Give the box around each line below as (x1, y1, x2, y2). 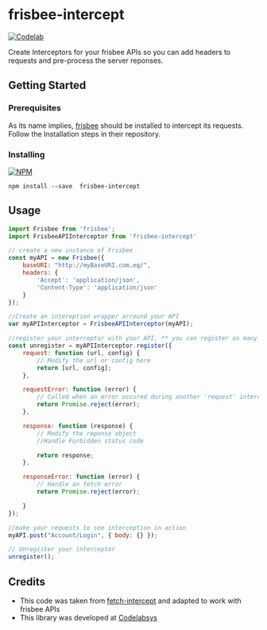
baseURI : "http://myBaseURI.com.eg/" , (22, 261, 151, 269)
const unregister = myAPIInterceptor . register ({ (8, 342, 172, 350)
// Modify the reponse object (37, 429, 137, 438)
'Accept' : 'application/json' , (37, 276, 141, 284)
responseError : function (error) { (22, 473, 141, 481)
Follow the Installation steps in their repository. (8, 129, 161, 138)
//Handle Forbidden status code (37, 437, 145, 445)
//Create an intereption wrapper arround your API (8, 312, 180, 321)
